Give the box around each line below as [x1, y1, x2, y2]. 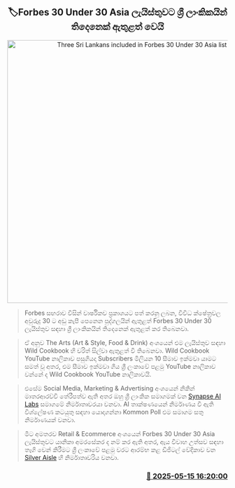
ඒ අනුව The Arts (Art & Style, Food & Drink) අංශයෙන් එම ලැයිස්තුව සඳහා [24, 338, 226, 346]
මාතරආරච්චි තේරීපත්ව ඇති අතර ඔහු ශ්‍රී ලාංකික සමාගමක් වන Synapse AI [24, 392, 222, 400]
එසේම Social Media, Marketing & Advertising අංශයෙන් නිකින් [24, 384, 195, 392]
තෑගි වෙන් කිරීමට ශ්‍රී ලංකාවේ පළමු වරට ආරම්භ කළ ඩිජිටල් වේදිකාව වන [24, 445, 216, 454]
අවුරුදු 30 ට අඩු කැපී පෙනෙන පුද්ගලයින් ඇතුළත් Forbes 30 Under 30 [24, 316, 212, 325]
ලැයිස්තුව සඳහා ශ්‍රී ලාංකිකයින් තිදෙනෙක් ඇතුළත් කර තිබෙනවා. [24, 324, 190, 332]
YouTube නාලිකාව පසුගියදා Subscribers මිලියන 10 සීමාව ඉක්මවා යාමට [24, 354, 217, 362]
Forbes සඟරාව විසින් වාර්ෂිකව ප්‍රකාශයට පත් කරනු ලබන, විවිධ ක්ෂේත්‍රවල [24, 309, 222, 317]
